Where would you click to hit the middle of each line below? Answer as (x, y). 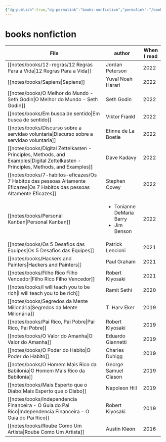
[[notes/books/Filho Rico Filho (43, 273)
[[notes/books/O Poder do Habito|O (49, 350)
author (122, 53)
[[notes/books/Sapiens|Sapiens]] (46, 82)
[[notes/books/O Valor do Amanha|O (50, 336)
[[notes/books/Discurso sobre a (45, 128)
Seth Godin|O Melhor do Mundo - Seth (53, 99)
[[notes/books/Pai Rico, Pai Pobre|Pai (51, 322)
